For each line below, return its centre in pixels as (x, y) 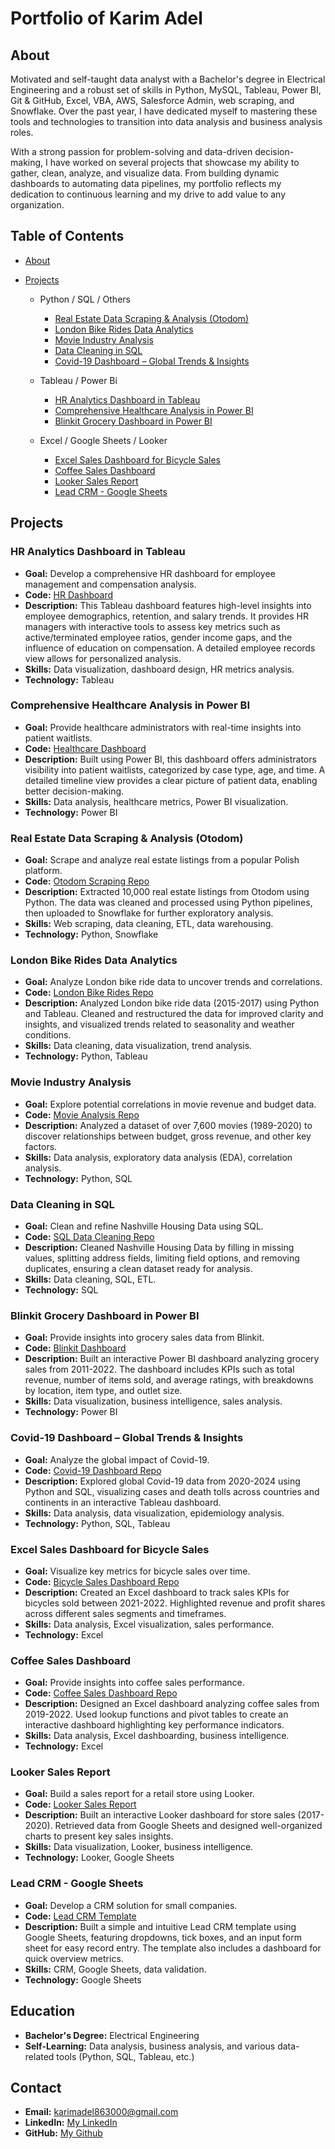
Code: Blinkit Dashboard (75, 1348)
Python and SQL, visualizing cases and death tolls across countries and (172, 1491)
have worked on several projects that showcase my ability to (174, 162)
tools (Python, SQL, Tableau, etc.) (125, 2056)
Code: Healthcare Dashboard (85, 748)
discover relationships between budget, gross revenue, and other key (168, 1136)
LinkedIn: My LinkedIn (71, 2123)
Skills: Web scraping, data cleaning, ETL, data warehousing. (149, 924)
